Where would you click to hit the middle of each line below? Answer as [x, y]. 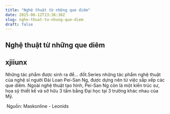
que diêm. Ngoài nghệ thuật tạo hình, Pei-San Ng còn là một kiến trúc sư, [82, 85]
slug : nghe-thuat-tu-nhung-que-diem [44, 19]
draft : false [19, 24]
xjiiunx [16, 63]
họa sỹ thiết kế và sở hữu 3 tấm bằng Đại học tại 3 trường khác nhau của [82, 91]
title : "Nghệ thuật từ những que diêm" [48, 10]
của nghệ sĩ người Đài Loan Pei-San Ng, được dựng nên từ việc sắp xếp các [85, 80]
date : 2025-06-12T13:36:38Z [35, 15]
